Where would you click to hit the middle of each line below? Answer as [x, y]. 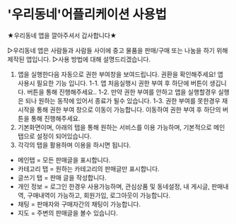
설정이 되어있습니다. [64, 136]
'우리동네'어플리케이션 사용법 [87, 14]
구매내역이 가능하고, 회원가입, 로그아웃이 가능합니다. [99, 195]
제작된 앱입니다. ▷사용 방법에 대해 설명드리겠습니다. [79, 59]
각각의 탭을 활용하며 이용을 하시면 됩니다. [74, 145]
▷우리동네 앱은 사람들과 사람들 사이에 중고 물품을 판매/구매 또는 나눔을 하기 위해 [118, 50]
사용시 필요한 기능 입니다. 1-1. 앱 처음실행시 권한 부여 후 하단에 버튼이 [113, 83]
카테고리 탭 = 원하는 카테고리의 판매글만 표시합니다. [89, 169]
